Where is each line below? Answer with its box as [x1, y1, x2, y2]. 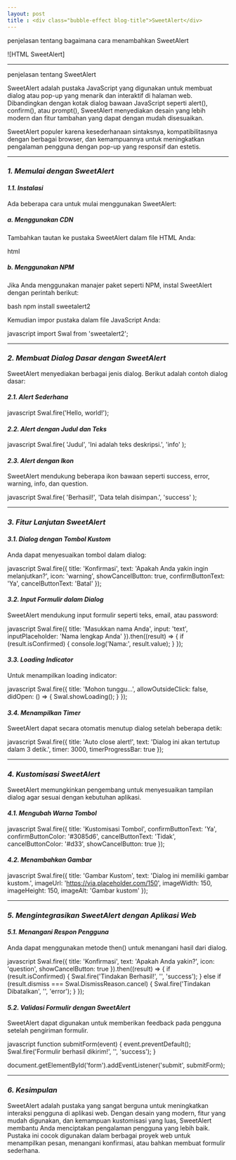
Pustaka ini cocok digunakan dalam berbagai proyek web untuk [7, 1131, 191, 1140]
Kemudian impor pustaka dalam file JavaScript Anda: [7, 315, 161, 324]
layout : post [7, 10, 46, 18]
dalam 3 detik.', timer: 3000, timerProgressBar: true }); [7, 745, 164, 754]
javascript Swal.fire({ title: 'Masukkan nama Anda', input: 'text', [7, 624, 188, 633]
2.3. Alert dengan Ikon [7, 456, 74, 465]
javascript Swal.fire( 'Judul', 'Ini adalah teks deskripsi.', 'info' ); [7, 441, 187, 449]
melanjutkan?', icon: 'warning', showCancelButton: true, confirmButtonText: [7, 572, 225, 580]
